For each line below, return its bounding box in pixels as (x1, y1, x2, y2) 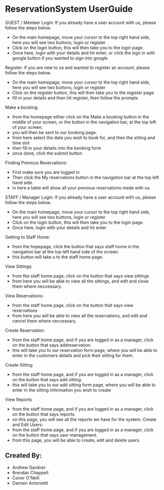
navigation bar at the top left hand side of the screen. (12, 249, 120, 255)
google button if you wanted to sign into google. (12, 55, 109, 61)
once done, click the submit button (12, 150, 82, 156)
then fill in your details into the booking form (12, 145, 102, 151)
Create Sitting (5, 362, 33, 368)
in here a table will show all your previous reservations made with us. (12, 185, 151, 190)
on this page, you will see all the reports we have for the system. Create (12, 416, 157, 422)
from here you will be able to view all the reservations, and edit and (12, 312, 147, 319)
